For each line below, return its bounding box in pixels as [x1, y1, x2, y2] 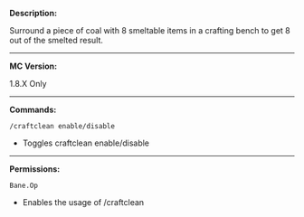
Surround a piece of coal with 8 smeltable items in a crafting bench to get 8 [9, 25, 291, 35]
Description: [9, 8, 57, 18]
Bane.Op [9, 181, 39, 190]
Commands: [9, 104, 57, 115]
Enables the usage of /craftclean [22, 197, 145, 207]
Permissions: [9, 164, 61, 175]
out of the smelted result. [9, 35, 104, 45]
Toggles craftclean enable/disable [22, 137, 150, 148]
